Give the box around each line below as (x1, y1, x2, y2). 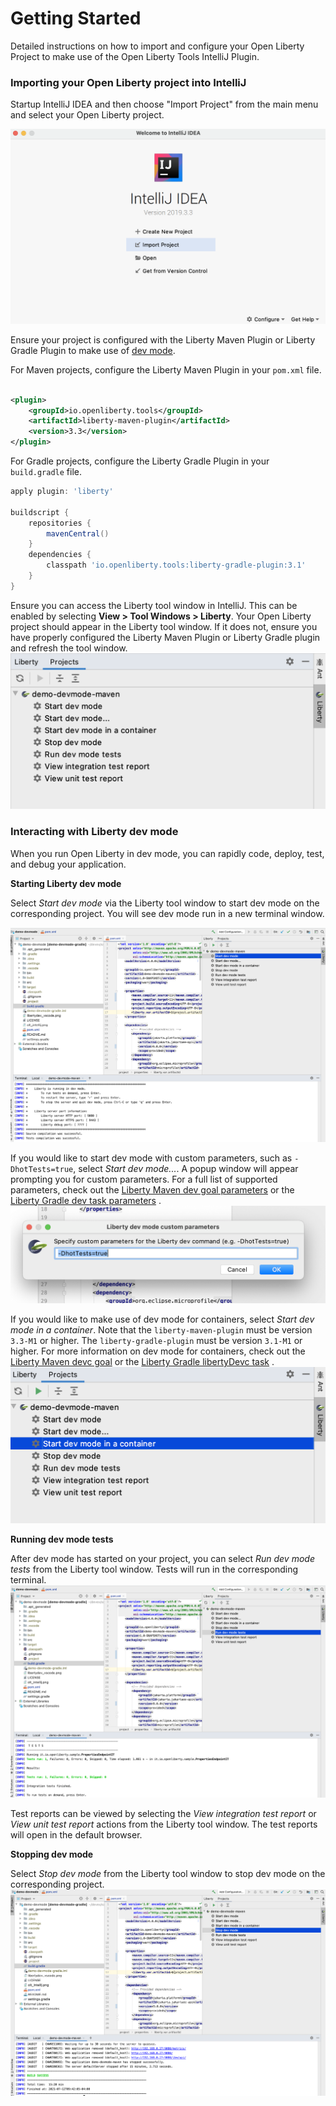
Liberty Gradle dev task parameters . (10, 1194, 162, 1206)
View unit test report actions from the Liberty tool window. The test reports (10, 1818, 318, 1831)
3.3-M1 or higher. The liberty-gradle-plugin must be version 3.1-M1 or (10, 1335, 303, 1347)
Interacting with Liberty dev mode (10, 825, 179, 839)
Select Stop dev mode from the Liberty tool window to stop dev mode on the (10, 1868, 326, 1880)
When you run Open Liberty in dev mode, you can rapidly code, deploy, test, (10, 847, 325, 859)
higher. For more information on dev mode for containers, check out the (10, 1345, 306, 1357)
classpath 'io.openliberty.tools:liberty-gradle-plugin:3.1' (46, 560, 307, 571)
